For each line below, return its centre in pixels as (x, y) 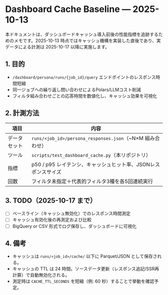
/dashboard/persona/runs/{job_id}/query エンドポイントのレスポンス (84, 77)
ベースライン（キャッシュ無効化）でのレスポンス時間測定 (71, 213)
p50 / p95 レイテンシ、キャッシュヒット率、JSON (91, 164)
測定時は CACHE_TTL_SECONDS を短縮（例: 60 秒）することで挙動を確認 (83, 281)
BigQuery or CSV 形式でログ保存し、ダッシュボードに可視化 (74, 226)
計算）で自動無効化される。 (41, 275)
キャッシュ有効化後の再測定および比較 (52, 220)
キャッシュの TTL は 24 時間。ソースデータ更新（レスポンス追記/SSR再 (85, 269)
